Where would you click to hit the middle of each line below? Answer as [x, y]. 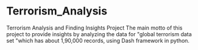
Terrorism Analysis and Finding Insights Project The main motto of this [94, 28]
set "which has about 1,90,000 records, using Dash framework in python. [98, 40]
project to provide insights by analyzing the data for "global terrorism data [99, 34]
